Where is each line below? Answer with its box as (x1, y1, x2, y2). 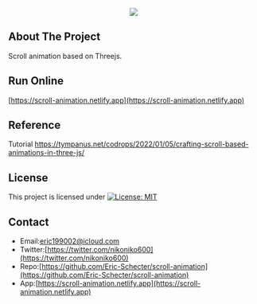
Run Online (8, 74, 64, 88)
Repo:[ (19, 262, 42, 271)
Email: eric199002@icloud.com (19, 236, 120, 246)
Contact (8, 215, 49, 228)
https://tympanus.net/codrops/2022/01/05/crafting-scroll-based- (34, 139, 249, 149)
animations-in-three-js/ (8, 148, 85, 158)
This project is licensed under (8, 192, 106, 202)
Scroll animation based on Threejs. (8, 51, 123, 60)
